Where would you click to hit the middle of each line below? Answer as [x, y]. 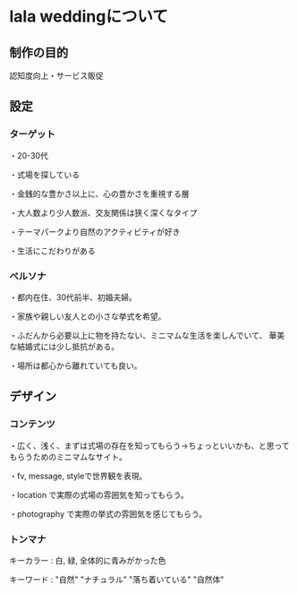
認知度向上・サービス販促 [56, 76]
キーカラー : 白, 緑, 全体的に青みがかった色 [88, 560]
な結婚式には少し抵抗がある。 [64, 346]
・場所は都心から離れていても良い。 [76, 365]
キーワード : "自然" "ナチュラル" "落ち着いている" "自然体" [117, 579]
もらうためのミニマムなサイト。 [68, 457]
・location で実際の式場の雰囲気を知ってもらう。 [99, 494]
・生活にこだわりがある [52, 251]
